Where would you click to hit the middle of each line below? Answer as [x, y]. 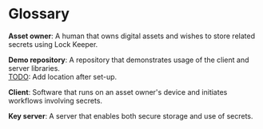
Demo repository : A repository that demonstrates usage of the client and [129, 60]
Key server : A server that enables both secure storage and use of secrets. [131, 115]
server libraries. [34, 68]
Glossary [39, 14]
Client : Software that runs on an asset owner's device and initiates [118, 92]
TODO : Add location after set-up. [63, 76]
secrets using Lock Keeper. [53, 44]
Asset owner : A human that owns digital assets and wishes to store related [132, 36]
